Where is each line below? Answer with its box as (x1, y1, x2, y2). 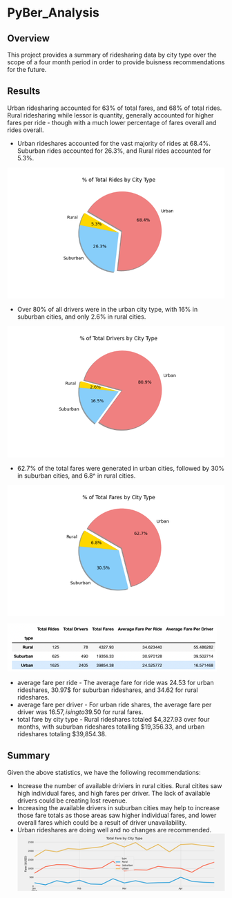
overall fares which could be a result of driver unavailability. (17, 818, 187, 827)
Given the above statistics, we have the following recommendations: (7, 768, 202, 776)
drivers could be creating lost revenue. (17, 796, 128, 805)
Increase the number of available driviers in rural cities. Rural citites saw (17, 781, 222, 789)
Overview (7, 32, 50, 44)
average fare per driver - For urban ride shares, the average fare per (17, 700, 212, 709)
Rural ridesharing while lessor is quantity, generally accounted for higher (7, 111, 214, 119)
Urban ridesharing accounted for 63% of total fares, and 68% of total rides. (7, 104, 222, 112)
